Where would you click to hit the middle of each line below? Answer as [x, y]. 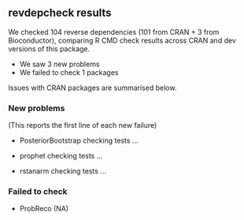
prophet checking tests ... [61, 156]
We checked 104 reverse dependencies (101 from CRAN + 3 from [114, 32]
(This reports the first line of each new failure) [83, 125]
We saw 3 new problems [59, 64]
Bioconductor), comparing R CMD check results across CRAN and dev [122, 40]
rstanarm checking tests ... [63, 171]
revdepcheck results [60, 13]
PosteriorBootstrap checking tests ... [79, 140]
